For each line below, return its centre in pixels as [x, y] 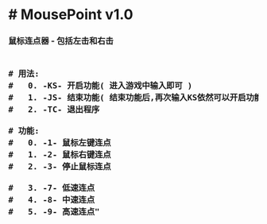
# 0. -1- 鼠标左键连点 [60, 143]
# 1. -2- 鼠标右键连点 [60, 155]
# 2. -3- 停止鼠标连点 [60, 167]
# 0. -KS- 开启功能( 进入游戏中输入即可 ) [101, 86]
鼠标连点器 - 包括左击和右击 [61, 41]
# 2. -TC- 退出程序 [54, 110]
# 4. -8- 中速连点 [52, 200]
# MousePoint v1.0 [71, 15]
